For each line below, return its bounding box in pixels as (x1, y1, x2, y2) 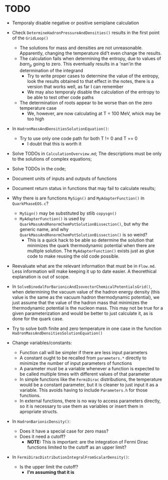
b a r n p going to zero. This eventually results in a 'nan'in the (19, 61, 142, 68)
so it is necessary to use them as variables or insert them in (19, 403, 143, 409)
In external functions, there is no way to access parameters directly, (19, 398, 161, 404)
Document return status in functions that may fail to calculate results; (12, 185, 156, 191)
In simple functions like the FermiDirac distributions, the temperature (19, 376, 162, 382)
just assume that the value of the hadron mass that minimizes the (12, 299, 148, 306)
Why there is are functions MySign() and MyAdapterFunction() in (12, 195, 145, 201)
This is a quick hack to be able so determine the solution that (27, 237, 154, 243)
